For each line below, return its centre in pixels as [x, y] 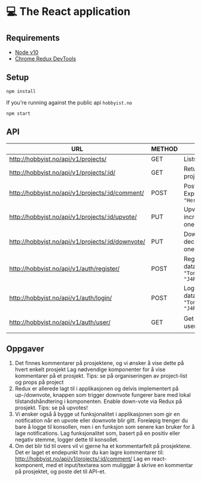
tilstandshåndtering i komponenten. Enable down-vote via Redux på [98, 401]
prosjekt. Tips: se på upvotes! [51, 408]
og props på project [39, 383]
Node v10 [27, 52]
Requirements [33, 38]
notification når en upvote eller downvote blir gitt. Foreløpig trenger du [101, 420]
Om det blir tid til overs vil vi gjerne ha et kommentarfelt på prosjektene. [103, 446]
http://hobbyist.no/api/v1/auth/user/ [60, 322]
